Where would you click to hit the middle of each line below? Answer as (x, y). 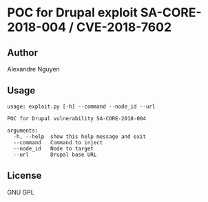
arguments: (23, 131)
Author (22, 53)
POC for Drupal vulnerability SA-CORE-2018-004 (77, 118)
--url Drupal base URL (55, 155)
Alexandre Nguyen (33, 69)
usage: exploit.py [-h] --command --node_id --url (81, 106)
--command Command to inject (58, 142)
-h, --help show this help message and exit (80, 136)
